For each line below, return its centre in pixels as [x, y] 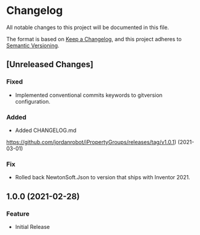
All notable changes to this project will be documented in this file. [88, 27]
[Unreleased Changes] [50, 65]
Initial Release [32, 227]
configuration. [32, 101]
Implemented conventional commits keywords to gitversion [88, 95]
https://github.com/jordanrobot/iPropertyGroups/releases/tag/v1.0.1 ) [92, 142]
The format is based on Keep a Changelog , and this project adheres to [94, 39]
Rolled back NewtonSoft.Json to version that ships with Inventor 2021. [102, 177]
